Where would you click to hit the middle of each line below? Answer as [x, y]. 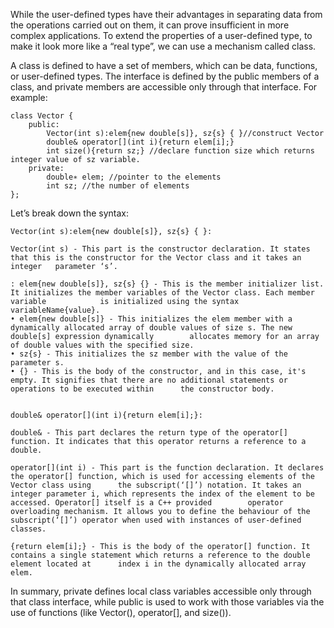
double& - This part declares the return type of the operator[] [149, 433]
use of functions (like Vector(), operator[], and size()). [121, 612]
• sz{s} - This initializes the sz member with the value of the [149, 354]
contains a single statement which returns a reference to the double [160, 555]
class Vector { [42, 116]
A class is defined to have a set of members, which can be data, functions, [164, 65]
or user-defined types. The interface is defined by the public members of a [165, 76]
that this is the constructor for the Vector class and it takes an [156, 258]
